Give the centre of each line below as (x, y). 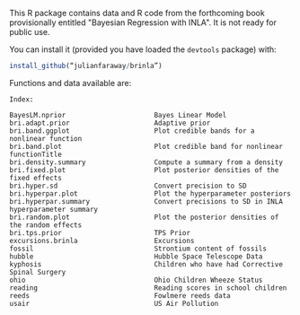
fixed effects (36, 178)
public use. (30, 32)
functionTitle (36, 154)
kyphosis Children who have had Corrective (146, 264)
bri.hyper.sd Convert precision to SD (128, 186)
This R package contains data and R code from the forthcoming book (137, 13)
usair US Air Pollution (114, 303)
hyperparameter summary (54, 209)
